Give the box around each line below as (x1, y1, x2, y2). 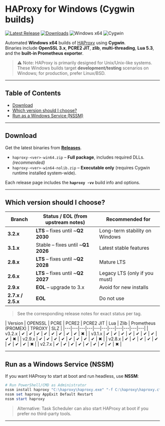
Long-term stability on (99, 228, 151, 234)
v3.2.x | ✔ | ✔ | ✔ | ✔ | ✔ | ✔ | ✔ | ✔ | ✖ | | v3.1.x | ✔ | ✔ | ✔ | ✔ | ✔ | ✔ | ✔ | (5, 331, 157, 337)
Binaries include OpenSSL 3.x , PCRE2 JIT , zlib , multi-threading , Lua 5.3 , (5, 45, 154, 51)
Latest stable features (99, 245, 150, 252)
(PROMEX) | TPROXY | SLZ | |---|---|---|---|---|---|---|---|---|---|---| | (5, 326, 148, 331)
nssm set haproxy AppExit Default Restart (5, 392, 93, 397)
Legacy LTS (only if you (99, 270, 154, 277)
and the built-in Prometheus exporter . (5, 50, 84, 56)
